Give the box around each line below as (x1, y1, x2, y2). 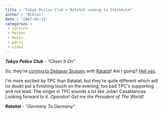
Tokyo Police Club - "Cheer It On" (5, 58, 76, 64)
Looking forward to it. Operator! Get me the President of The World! (5, 93, 144, 99)
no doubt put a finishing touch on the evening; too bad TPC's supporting (5, 83, 154, 89)
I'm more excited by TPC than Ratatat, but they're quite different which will (5, 77, 158, 83)
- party (7, 40, 23, 45)
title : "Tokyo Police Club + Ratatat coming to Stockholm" (5, 7, 133, 12)
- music (7, 35, 23, 40)
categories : (5, 21, 32, 26)
